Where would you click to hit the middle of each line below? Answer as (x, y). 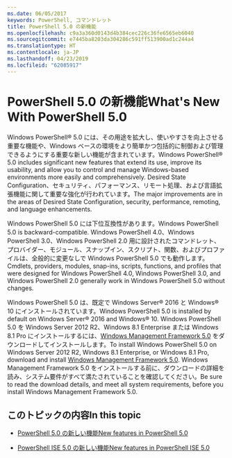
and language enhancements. (50, 209)
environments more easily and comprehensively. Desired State (97, 177)
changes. (20, 288)
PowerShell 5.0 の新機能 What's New (114, 102)
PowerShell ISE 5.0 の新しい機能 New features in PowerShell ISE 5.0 (114, 448)
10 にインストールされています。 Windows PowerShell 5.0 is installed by (109, 311)
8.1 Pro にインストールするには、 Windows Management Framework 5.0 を (113, 336)
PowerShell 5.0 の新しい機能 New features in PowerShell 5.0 (102, 433)
